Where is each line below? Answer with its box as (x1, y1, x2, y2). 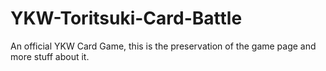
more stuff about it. (10, 50, 90, 62)
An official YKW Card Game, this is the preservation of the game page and (10, 40, 317, 52)
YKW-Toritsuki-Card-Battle (10, 7, 243, 30)
